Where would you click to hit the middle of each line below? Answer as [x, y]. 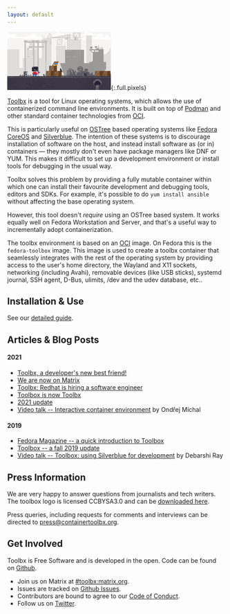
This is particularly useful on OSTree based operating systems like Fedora [112, 129]
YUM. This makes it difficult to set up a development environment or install [113, 159]
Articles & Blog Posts [53, 340]
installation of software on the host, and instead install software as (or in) [111, 144]
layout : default [30, 15]
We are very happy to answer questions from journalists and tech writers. [112, 494]
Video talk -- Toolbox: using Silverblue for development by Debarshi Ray [120, 455]
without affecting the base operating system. [71, 201]
